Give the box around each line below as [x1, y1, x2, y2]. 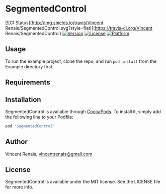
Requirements [5, 78, 50, 87]
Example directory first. [5, 63, 54, 69]
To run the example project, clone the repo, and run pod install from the [5, 58, 157, 64]
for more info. [5, 184, 34, 190]
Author [5, 138, 28, 146]
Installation [5, 95, 41, 104]
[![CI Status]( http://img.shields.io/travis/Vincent [5, 20, 104, 26]
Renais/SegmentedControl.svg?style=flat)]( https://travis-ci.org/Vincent [5, 25, 152, 31]
